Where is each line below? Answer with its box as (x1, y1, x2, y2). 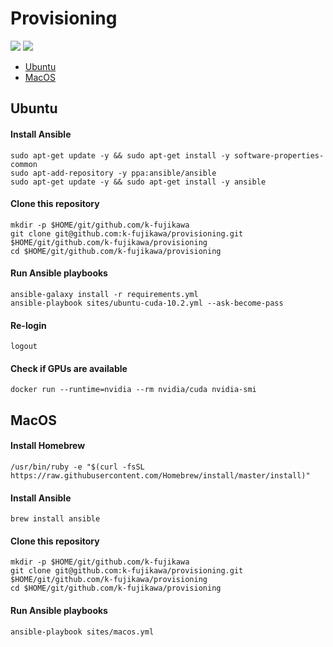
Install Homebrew (10, 440, 86, 452)
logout (10, 342, 38, 352)
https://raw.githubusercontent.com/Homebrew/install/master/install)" (10, 470, 311, 481)
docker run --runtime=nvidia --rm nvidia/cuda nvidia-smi (10, 385, 257, 395)
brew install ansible (10, 514, 101, 524)
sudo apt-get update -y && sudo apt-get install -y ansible (10, 177, 267, 187)
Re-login (10, 319, 47, 331)
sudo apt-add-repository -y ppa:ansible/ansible (10, 168, 217, 178)
